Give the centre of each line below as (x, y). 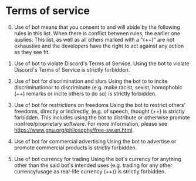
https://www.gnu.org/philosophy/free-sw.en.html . (74, 130)
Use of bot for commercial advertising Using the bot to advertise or (95, 141)
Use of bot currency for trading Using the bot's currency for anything (97, 159)
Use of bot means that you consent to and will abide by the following (97, 27)
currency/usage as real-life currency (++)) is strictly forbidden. (90, 171)
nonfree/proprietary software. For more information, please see (91, 123)
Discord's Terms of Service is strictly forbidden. (72, 69)
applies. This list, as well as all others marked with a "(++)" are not (94, 39)
